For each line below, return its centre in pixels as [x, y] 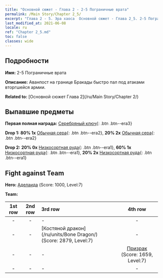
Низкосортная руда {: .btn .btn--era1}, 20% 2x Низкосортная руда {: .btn [78, 153]
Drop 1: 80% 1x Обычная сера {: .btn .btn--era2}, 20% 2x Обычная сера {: [80, 133]
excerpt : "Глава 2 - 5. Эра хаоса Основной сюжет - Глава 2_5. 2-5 [76, 18]
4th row [137, 209]
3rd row [50, 209]
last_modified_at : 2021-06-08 [36, 23]
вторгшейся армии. [25, 87]
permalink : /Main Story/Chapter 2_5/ [43, 14]
